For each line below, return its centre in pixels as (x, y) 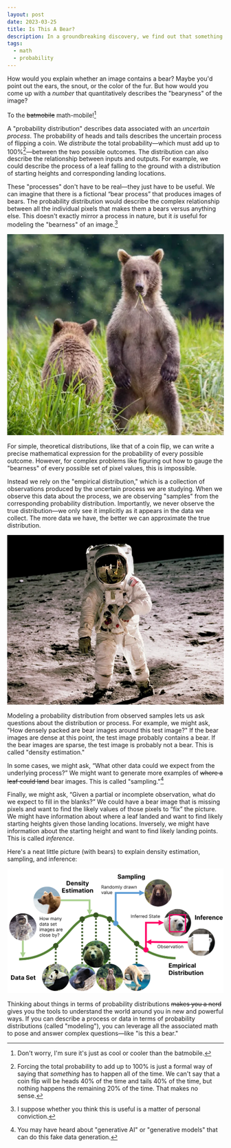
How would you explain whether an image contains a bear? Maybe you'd (110, 79)
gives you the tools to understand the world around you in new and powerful (115, 1012)
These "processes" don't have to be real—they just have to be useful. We (111, 187)
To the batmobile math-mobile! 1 (52, 114)
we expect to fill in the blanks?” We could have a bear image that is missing (114, 802)
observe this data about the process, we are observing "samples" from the (113, 497)
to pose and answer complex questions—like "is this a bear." (93, 1034)
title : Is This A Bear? (41, 29)
